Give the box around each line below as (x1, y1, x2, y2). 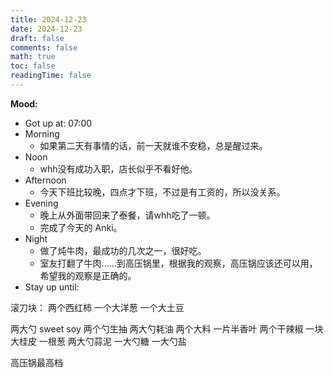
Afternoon (24, 174, 67, 186)
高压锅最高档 (10, 356, 63, 368)
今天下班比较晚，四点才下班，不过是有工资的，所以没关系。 (39, 186, 286, 198)
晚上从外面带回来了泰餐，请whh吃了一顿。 (39, 209, 216, 221)
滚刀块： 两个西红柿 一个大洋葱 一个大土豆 (10, 301, 185, 313)
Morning (24, 127, 60, 140)
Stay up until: (24, 281, 80, 293)
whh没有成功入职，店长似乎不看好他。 (39, 162, 198, 175)
